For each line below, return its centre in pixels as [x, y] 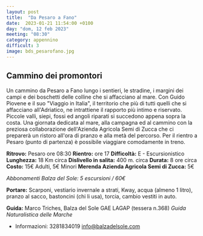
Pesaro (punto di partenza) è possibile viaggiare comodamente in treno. [96, 142]
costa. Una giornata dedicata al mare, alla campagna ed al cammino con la [99, 122]
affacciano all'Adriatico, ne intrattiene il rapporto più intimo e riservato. [94, 110]
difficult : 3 [23, 46]
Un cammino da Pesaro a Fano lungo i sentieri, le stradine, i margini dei [95, 90]
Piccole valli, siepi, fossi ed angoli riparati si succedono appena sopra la [96, 116]
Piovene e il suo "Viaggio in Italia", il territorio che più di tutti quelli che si [96, 103]
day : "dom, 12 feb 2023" [38, 29]
